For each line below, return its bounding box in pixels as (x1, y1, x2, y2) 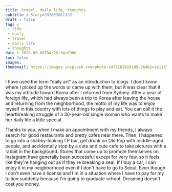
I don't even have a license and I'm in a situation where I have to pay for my (5, 170, 164, 177)
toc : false (5, 55, 29, 60)
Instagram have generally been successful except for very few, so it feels (5, 154, 160, 160)
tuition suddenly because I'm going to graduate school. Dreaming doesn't (5, 176, 161, 182)
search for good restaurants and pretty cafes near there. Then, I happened (5, 132, 163, 138)
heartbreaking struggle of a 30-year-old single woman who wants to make (5, 111, 162, 118)
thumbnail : (5, 65, 29, 70)
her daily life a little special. (5, 117, 63, 123)
